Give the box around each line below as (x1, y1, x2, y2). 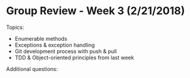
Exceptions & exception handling (14, 41, 95, 48)
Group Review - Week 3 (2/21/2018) (6, 4, 185, 18)
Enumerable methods (14, 35, 68, 42)
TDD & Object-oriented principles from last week (14, 54, 134, 61)
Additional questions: (6, 65, 58, 72)
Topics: (6, 24, 24, 31)
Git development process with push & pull (14, 47, 117, 54)
